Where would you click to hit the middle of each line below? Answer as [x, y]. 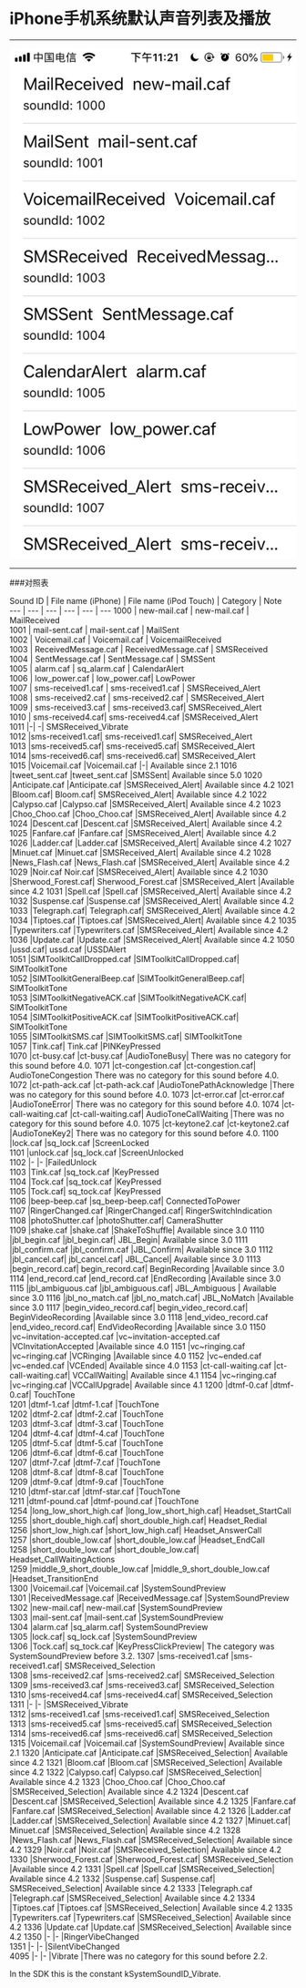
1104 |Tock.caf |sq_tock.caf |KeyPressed [86, 1182]
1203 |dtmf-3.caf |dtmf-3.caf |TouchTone [87, 1423]
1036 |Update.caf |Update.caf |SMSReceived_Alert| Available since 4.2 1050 [152, 939]
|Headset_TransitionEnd [54, 1578]
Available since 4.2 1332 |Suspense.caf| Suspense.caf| [112, 1879]
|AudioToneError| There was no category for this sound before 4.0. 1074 [144, 1104]
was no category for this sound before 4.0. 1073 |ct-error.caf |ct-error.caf [147, 1094]
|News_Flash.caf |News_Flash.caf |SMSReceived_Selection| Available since [151, 1839]
